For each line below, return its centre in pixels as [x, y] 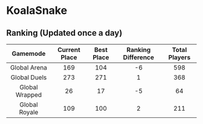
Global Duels [29, 77]
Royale [29, 112]
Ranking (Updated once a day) [64, 33]
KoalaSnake [37, 11]
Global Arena [28, 67]
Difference [139, 57]
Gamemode [29, 54]
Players [179, 57]
